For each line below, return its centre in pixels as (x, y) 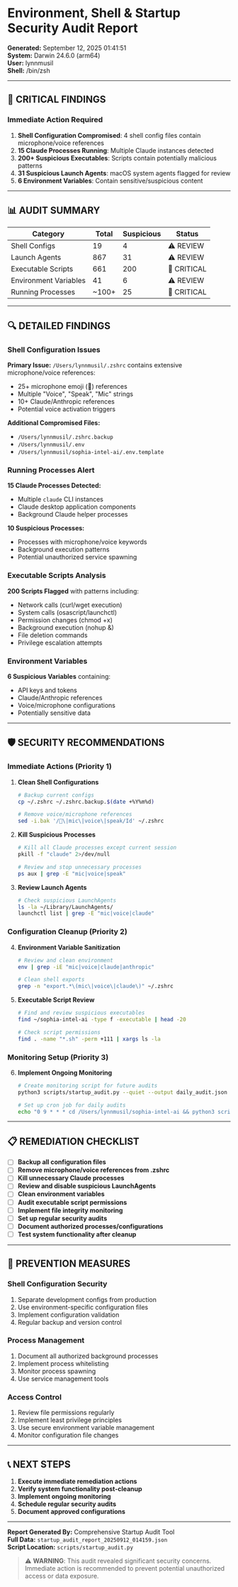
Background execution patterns (63, 549)
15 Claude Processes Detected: (54, 485)
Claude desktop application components (76, 507)
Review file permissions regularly (66, 1413)
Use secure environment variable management (86, 1428)
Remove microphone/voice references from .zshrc (93, 1170)
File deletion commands (52, 635)
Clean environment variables (61, 1194)
